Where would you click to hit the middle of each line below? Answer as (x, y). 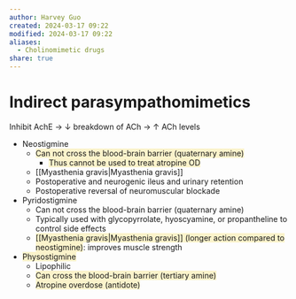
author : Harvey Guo (45, 17)
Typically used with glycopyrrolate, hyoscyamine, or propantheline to (161, 218)
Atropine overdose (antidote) (88, 285)
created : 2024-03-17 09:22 (59, 26)
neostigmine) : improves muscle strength (109, 247)
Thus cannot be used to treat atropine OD (125, 162)
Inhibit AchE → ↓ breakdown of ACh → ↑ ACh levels (105, 126)
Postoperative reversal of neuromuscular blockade (128, 190)
